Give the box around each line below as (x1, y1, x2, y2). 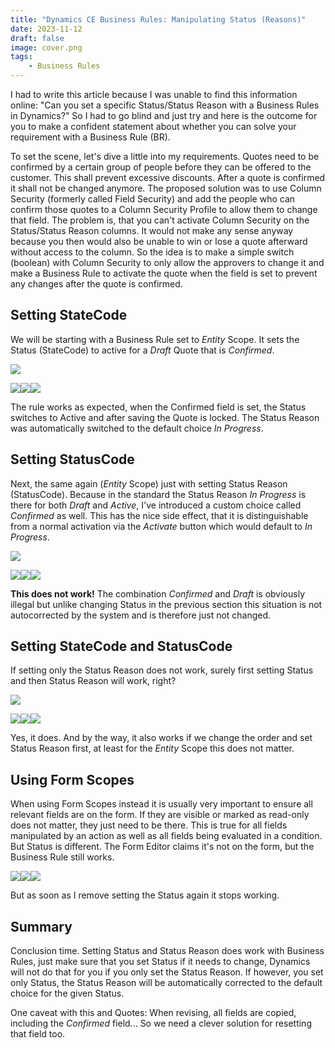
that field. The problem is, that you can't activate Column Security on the (10, 214, 310, 226)
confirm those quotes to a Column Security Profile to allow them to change (10, 204, 318, 215)
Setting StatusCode (10, 451, 135, 468)
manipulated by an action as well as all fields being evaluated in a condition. (10, 830, 323, 842)
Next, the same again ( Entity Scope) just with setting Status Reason (10, 477, 288, 490)
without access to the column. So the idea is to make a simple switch (10, 246, 295, 258)
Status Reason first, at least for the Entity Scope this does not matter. (10, 742, 295, 755)
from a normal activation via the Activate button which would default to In (10, 520, 313, 532)
